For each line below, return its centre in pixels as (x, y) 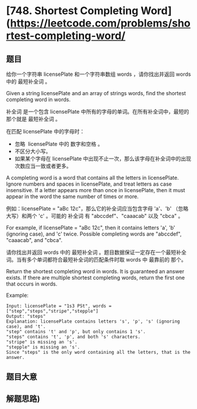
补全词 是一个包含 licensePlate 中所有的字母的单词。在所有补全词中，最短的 (98, 112)
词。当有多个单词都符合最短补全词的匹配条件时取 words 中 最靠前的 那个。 (96, 259)
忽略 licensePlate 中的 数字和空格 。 (59, 144)
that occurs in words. (32, 284)
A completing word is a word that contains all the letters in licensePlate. (93, 178)
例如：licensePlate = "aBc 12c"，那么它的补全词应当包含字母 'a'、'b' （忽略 (97, 209)
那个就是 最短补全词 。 (33, 119)
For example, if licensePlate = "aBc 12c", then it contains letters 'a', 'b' (91, 228)
